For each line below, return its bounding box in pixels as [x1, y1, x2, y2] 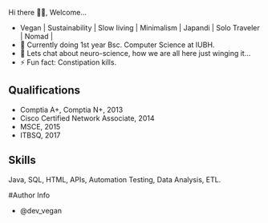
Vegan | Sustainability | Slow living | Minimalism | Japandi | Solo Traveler [19, 23, 260, 32]
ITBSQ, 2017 [19, 130, 61, 140]
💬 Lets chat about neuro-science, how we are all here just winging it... [19, 49, 251, 58]
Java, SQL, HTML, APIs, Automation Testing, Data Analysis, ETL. [8, 174, 221, 184]
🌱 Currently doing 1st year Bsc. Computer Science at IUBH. [19, 40, 215, 50]
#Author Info [8, 190, 51, 200]
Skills [8, 153, 36, 167]
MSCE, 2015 [19, 121, 61, 131]
